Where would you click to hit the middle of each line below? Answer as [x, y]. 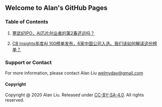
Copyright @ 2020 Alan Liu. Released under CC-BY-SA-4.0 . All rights [74, 95]
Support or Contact [29, 62]
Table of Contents [27, 22]
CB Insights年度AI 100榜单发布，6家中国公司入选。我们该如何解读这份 [82, 43]
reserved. [15, 100]
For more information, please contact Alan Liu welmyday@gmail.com [74, 73]
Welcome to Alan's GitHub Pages [56, 8]
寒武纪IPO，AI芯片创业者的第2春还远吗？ [53, 33]
